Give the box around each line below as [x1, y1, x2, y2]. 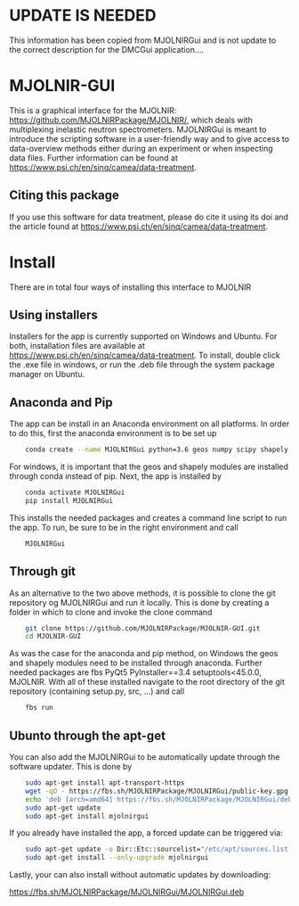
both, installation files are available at [9, 341, 145, 351]
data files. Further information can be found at [9, 152, 178, 163]
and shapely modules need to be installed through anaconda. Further [9, 657, 263, 669]
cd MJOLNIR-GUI [25, 632, 82, 641]
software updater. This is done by [9, 762, 133, 771]
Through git [9, 564, 77, 580]
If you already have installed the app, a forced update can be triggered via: [9, 828, 283, 838]
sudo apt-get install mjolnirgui [25, 811, 149, 820]
